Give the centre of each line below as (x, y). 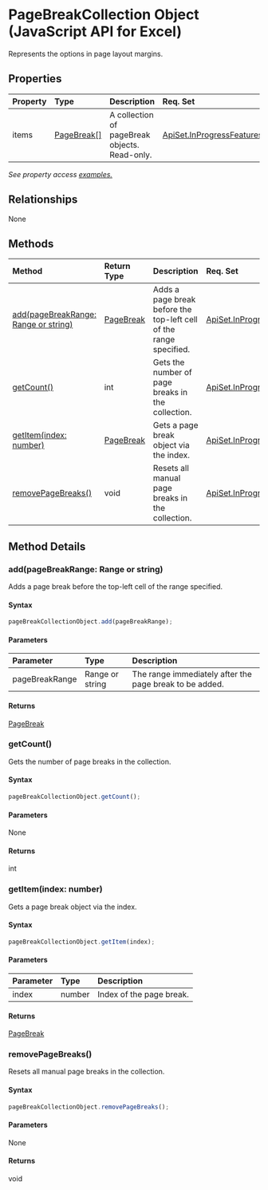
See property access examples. (61, 174)
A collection (131, 115)
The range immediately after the (192, 674)
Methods (31, 244)
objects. (124, 144)
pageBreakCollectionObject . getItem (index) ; (82, 942)
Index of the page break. (144, 994)
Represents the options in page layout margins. (86, 53)
